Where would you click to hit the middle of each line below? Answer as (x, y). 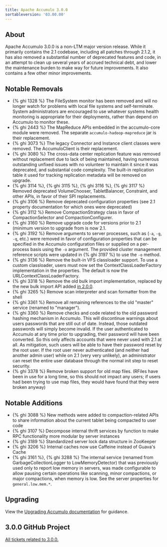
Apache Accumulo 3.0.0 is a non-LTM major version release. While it (76, 47)
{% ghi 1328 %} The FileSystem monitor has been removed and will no (85, 101)
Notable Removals (34, 89)
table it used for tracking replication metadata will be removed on (79, 175)
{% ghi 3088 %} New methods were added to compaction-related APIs (85, 415)
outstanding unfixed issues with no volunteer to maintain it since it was (85, 165)
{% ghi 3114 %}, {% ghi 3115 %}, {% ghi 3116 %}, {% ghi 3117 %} (79, 186)
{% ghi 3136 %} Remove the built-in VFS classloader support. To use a (85, 260)
